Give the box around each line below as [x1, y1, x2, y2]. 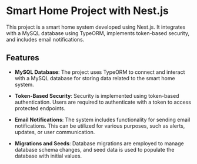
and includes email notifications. [6, 36, 85, 43]
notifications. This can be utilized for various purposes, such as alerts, [14, 122, 185, 129]
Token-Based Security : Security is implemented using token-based [14, 92, 179, 99]
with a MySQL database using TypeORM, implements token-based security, [6, 29, 190, 36]
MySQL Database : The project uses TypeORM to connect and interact [14, 69, 185, 76]
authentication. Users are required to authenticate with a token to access [14, 98, 191, 105]
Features [6, 53, 39, 63]
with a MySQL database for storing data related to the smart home [14, 74, 175, 81]
